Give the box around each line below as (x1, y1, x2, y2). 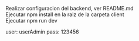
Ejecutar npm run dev (5, 17, 58, 24)
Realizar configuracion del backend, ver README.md (5, 5, 134, 12)
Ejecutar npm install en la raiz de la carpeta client (5, 11, 124, 18)
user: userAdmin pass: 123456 (5, 28, 79, 35)
